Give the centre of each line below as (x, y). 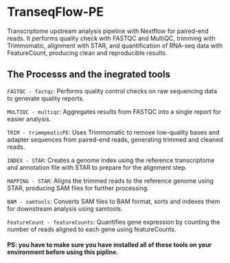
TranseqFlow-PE (56, 12)
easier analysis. (29, 119)
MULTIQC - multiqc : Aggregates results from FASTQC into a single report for (114, 111)
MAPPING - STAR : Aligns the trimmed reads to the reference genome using (111, 181)
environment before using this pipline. (63, 252)
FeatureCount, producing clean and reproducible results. (87, 53)
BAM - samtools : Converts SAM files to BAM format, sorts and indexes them (114, 201)
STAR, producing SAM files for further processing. (78, 188)
